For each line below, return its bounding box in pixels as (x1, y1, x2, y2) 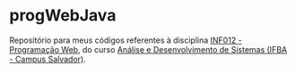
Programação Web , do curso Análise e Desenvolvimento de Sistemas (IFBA (9, 44, 288, 54)
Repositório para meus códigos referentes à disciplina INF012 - (9, 35, 242, 45)
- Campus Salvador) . (9, 53, 87, 64)
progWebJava (9, 5, 117, 26)
